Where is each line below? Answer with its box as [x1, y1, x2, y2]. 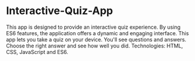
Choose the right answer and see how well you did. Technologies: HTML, [6, 42, 183, 49]
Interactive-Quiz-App [6, 4, 113, 18]
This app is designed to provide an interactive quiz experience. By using [6, 23, 181, 30]
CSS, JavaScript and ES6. [6, 48, 69, 55]
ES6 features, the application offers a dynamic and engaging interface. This [6, 29, 189, 36]
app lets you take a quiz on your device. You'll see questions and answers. [6, 36, 187, 43]
